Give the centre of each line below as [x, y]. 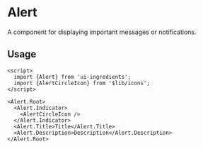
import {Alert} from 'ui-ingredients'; [72, 77]
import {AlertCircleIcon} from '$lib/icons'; [82, 83]
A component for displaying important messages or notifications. [102, 32]
